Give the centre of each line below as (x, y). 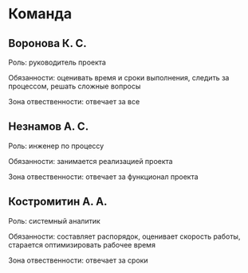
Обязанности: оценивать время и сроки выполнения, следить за (119, 78)
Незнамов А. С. (49, 127)
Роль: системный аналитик (55, 220)
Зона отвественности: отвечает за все (74, 101)
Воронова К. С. (48, 43)
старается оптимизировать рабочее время (82, 244)
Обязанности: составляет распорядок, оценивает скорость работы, (124, 236)
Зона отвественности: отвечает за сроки (79, 260)
